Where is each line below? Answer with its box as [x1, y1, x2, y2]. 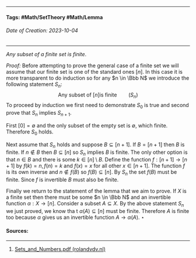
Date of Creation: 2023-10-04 [6, 27, 79, 34]
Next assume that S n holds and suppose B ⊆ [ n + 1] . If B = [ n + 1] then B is [6, 141, 185, 149]
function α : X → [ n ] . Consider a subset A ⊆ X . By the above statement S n [6, 200, 184, 208]
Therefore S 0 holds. [6, 128, 54, 136]
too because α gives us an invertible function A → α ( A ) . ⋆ [6, 214, 145, 221]
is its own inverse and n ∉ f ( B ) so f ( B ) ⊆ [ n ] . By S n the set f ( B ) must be [6, 168, 177, 177]
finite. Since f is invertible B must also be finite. [6, 176, 119, 183]
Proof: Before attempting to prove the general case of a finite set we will [6, 62, 179, 69]
